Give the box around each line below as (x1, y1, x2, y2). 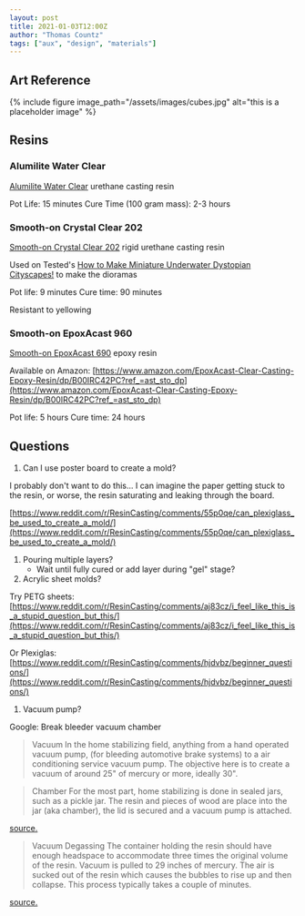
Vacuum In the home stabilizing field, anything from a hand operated (31, 739, 290, 750)
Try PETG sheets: (9, 591, 75, 602)
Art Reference (9, 72, 91, 87)
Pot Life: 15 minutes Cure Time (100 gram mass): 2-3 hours (9, 198, 230, 209)
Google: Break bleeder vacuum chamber (9, 721, 162, 733)
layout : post (9, 13, 59, 23)
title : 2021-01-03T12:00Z (9, 22, 107, 31)
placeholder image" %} (9, 107, 97, 117)
